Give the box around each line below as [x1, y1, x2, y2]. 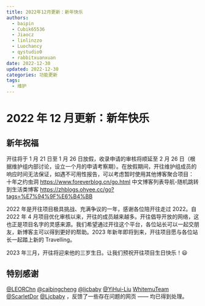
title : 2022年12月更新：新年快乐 [6, 9, 84, 15]
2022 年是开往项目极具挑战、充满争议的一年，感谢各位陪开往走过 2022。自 [6, 205, 197, 212]
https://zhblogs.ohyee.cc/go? [39, 186, 114, 193]
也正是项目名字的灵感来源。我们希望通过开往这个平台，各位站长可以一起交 [6, 221, 194, 228]
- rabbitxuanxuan [12, 55, 56, 61]
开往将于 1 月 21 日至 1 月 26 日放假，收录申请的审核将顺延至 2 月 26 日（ [6, 155, 190, 163]
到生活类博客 [6, 186, 39, 193]
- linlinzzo [12, 37, 43, 44]
